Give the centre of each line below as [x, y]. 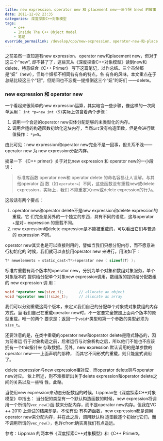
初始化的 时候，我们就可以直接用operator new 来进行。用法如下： [75, 251]
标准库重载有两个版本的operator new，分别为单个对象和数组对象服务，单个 [80, 270]
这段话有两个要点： [24, 200]
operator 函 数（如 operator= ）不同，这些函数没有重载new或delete [88, 184]
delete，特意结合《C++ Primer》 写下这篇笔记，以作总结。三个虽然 [72, 68]
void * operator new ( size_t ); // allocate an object [65, 292]
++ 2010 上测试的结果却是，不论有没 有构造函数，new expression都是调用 [79, 411]
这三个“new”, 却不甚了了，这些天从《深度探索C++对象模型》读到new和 [76, 62]
